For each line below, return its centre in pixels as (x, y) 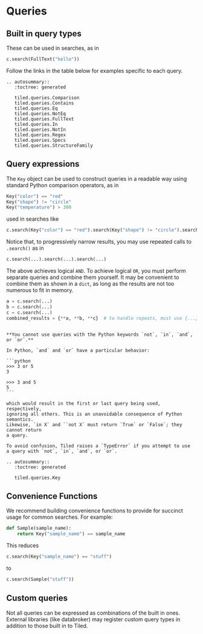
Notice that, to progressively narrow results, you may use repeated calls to (99, 242)
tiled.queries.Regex (40, 135)
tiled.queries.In (36, 124)
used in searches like (33, 219)
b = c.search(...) (29, 307)
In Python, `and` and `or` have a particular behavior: (78, 350)
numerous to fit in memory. (40, 290)
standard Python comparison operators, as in (63, 185)
